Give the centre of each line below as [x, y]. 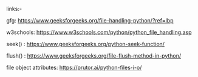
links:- [14, 9]
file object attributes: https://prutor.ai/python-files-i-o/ [74, 67]
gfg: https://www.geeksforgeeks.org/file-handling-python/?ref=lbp [90, 20]
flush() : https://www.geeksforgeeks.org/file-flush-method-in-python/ [94, 56]
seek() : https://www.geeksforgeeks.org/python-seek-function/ [86, 44]
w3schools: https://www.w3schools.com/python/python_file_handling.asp [99, 32]
